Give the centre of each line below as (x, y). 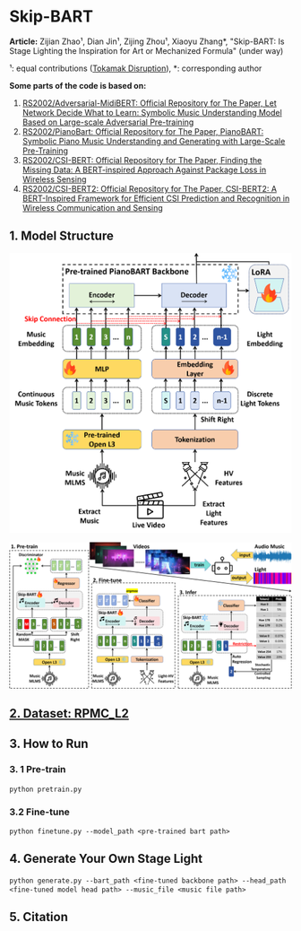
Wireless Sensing (54, 179)
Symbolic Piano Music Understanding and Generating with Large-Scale (154, 141)
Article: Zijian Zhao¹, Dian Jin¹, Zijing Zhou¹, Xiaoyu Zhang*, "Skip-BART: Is (147, 41)
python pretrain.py (46, 789)
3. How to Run (49, 744)
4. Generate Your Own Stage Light (106, 859)
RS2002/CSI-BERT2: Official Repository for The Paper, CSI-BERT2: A (150, 188)
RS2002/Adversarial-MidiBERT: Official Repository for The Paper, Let (150, 103)
